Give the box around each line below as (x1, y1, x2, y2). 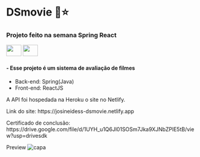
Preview (6, 143, 26, 151)
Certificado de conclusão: (6, 119, 71, 126)
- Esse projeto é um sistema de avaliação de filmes (6, 64, 135, 72)
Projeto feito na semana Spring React (6, 31, 117, 40)
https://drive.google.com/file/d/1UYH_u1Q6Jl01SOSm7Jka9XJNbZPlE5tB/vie (6, 125, 195, 133)
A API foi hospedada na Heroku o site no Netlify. (6, 96, 126, 103)
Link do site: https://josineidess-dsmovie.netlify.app (6, 107, 135, 115)
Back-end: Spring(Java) (14, 78, 74, 85)
